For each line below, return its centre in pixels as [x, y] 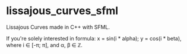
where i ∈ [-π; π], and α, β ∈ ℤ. [45, 45]
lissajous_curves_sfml [62, 11]
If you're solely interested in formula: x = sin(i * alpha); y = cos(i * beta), [94, 38]
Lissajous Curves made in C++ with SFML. [58, 27]
